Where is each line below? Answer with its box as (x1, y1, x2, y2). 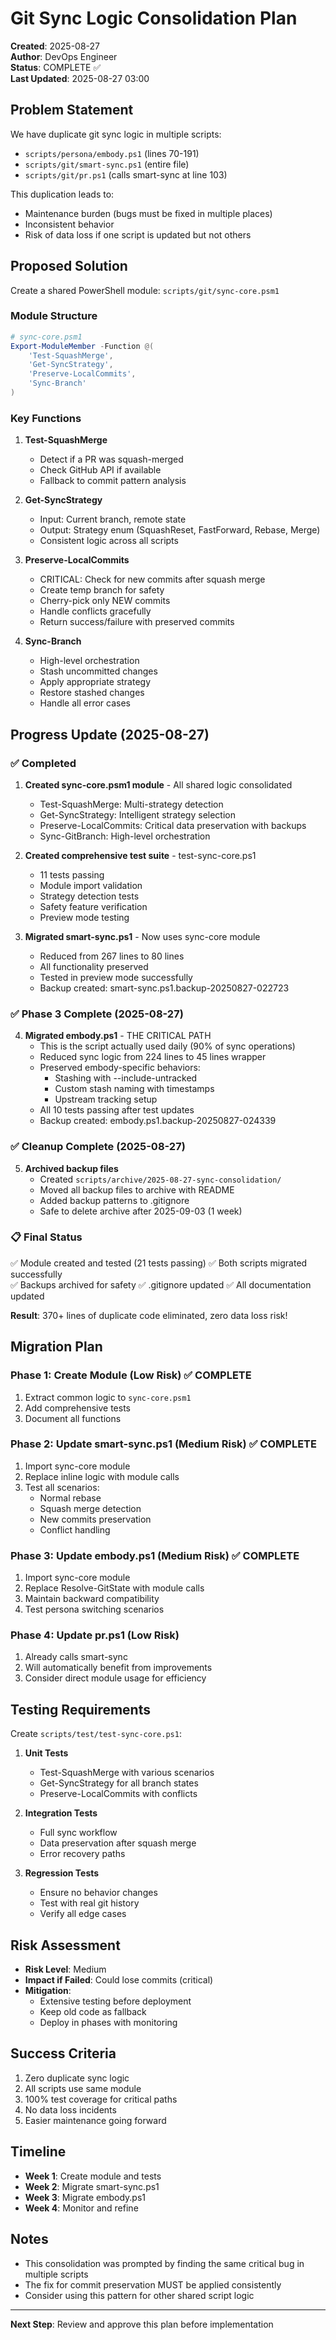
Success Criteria (10, 2045, 117, 2062)
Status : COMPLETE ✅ (10, 61, 102, 73)
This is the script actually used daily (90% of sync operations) (39, 1040, 296, 1052)
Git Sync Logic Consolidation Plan (10, 7, 298, 30)
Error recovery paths (39, 1848, 126, 1860)
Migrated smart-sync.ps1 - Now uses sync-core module (24, 930, 261, 942)
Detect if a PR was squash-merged (39, 453, 184, 466)
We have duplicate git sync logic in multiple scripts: (10, 128, 222, 140)
